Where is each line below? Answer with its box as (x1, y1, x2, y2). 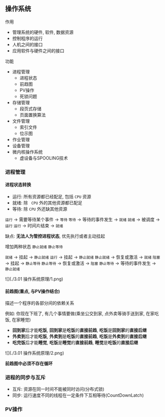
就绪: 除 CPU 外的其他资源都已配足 (12, 199, 83, 206)
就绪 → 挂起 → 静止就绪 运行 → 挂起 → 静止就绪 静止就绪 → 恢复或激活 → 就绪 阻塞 (5, 254, 161, 260)
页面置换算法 (19, 112, 46, 117)
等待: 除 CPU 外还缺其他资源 (12, 206, 67, 212)
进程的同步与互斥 (5, 374, 46, 381)
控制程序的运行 (12, 35, 43, 41)
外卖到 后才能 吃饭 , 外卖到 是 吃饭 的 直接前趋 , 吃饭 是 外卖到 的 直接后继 (12, 334, 147, 340)
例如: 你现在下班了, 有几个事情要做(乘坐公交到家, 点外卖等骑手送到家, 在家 (5, 310, 155, 317)
